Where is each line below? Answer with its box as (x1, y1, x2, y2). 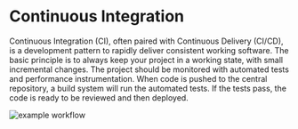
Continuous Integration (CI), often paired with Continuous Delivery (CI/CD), (9, 36, 284, 46)
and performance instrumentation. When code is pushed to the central (9, 73, 268, 84)
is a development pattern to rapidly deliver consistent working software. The (9, 44, 289, 55)
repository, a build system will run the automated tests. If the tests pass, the (9, 83, 287, 93)
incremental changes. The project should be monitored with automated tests (9, 64, 289, 75)
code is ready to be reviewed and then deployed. (9, 92, 189, 103)
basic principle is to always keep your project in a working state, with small (9, 54, 283, 65)
